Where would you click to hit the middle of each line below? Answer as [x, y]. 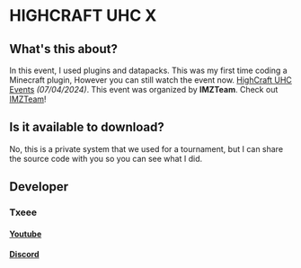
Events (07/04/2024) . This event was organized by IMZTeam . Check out [144, 89]
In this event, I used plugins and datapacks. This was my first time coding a [148, 70]
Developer [39, 187]
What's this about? [64, 49]
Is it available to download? [87, 127]
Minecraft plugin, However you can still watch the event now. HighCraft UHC [150, 80]
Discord [24, 255]
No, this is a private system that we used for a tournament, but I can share [146, 148]
